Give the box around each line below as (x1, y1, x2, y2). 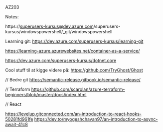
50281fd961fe (5, 116, 33, 122)
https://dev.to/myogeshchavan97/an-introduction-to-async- (34, 116, 158, 122)
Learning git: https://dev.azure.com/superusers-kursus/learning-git (5, 38, 144, 44)
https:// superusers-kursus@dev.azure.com (5, 23, 94, 29)
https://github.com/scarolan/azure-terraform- (31, 86, 126, 92)
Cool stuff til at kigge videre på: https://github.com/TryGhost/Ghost (5, 67, 143, 73)
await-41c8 (5, 122, 28, 127)
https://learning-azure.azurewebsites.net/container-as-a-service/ (5, 48, 140, 54)
